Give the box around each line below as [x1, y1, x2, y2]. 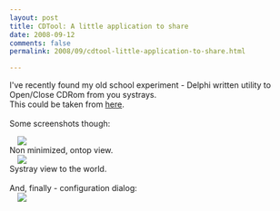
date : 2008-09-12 [9, 30, 75, 39]
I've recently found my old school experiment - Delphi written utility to [9, 80, 271, 91]
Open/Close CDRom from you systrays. [9, 90, 157, 101]
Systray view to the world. [9, 164, 107, 175]
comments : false [9, 38, 71, 48]
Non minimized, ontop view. [9, 145, 114, 156]
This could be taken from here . [9, 99, 125, 110]
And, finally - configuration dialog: [9, 183, 138, 194]
